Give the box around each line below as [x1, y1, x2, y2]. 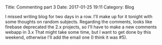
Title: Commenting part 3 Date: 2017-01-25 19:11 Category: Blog [5, 4, 134, 10]
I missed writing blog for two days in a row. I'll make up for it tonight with [5, 14, 153, 19]
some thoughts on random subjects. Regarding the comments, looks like [5, 19, 152, 24]
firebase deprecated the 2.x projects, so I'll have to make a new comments [5, 24, 157, 30]
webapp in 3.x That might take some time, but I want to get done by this [5, 29, 152, 35]
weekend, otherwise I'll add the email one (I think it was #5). [5, 34, 127, 40]
